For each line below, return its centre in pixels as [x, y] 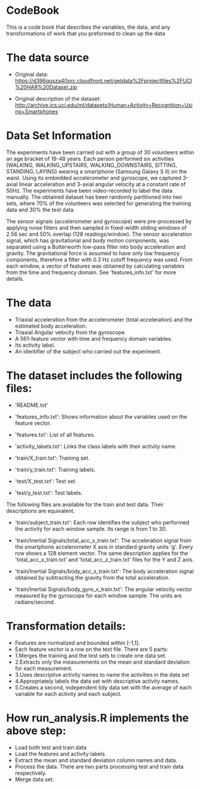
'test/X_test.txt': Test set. [46, 481]
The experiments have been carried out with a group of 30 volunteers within [100, 152]
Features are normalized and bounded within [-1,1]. [77, 643]
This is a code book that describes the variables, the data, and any [88, 27]
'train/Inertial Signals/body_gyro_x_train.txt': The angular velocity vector [104, 589]
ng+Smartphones [37, 111]
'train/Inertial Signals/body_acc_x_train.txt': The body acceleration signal [104, 571]
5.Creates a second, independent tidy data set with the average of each [103, 687]
